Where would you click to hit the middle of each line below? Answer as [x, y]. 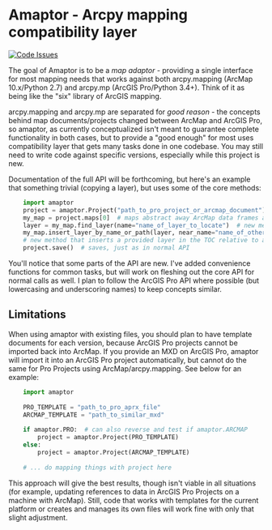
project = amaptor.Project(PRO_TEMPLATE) [108, 438]
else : [32, 445]
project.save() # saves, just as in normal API [106, 248]
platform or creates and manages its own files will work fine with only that [132, 509]
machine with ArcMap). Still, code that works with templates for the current [134, 500]
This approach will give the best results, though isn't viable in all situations [132, 483]
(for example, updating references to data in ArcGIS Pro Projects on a [124, 491]
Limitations [37, 315]
